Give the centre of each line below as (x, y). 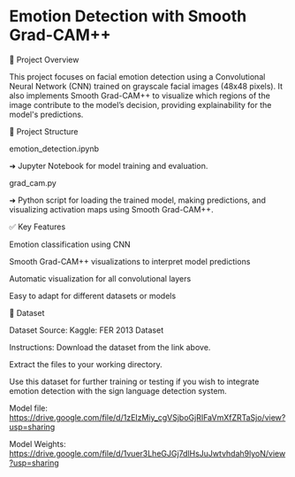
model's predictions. (46, 114)
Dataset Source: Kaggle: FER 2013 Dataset (87, 330)
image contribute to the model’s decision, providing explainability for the (140, 104)
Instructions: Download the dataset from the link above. (110, 347)
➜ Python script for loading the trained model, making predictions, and (138, 200)
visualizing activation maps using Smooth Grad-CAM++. (111, 209)
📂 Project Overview (44, 59)
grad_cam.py (33, 182)
